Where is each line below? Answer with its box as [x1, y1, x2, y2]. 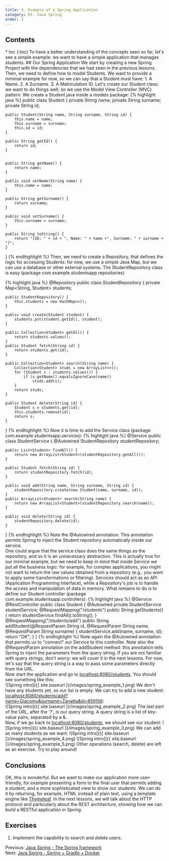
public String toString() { [5, 232, 65, 237]
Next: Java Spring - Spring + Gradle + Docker [5, 849, 100, 856]
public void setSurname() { [5, 214, 65, 219]
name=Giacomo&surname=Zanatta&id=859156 [5, 698, 103, 704]
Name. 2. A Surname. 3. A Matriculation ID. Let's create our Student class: [5, 81, 159, 87]
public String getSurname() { [5, 196, 69, 201]
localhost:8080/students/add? [5, 693, 68, 699]
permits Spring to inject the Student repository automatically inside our [5, 537, 152, 543]
